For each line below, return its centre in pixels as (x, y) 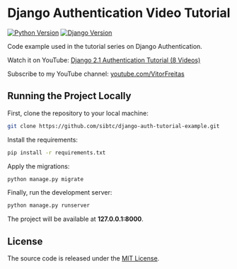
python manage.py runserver (49, 206)
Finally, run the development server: (60, 193)
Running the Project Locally (69, 96)
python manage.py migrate (45, 179)
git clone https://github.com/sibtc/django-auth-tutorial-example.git (114, 126)
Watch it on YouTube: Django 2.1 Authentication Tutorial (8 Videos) (104, 60)
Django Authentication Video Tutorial (119, 13)
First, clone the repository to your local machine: (78, 113)
